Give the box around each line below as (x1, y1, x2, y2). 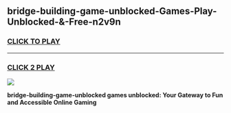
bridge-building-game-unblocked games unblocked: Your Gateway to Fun (7, 90, 223, 99)
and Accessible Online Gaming (7, 98, 97, 106)
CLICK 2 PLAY (7, 62, 55, 72)
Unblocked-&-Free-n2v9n (7, 16, 122, 28)
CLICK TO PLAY (7, 37, 60, 47)
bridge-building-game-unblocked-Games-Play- (7, 5, 217, 17)
